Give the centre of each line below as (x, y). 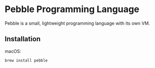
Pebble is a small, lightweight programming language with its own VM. (77, 23)
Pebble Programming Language (72, 9)
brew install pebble (26, 60)
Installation (23, 39)
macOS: (13, 51)
